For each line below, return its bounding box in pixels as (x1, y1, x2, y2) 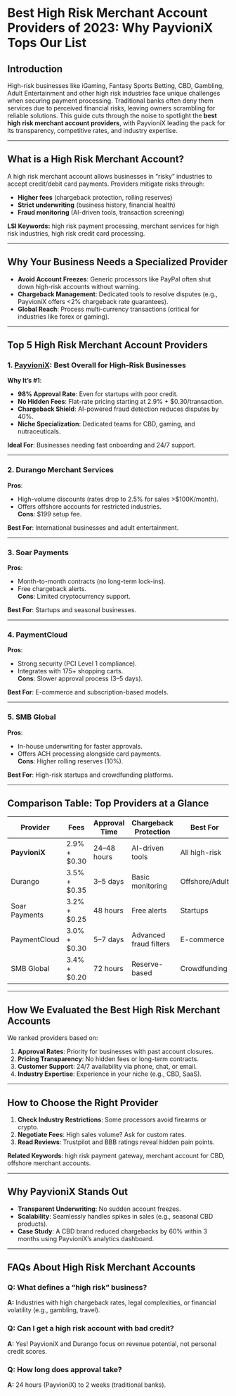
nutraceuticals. (17, 427, 61, 436)
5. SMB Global (7, 712, 56, 722)
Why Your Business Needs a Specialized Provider (7, 256, 228, 268)
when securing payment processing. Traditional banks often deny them (7, 96, 214, 105)
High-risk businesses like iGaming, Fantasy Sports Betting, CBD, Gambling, (7, 82, 225, 89)
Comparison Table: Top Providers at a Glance (7, 797, 209, 809)
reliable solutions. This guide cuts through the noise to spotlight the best (7, 111, 218, 120)
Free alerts (131, 906, 167, 915)
